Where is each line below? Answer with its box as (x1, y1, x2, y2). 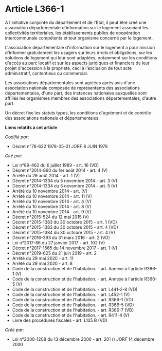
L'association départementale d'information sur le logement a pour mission (5, 44, 155, 50)
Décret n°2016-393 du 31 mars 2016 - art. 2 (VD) (12, 235, 110, 240)
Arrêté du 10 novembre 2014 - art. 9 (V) (12, 208, 91, 215)
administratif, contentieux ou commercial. (5, 70, 89, 76)
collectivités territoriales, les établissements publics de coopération (5, 30, 140, 36)
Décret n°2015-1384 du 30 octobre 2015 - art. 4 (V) (12, 229, 115, 235)
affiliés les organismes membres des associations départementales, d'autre (5, 95, 157, 101)
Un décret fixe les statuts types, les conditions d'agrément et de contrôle (5, 110, 151, 115)
